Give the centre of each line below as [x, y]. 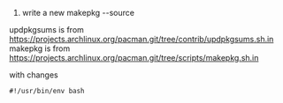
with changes [34, 75]
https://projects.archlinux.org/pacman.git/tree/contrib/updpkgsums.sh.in [141, 39]
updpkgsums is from [46, 29]
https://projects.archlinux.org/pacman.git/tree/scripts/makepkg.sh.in [134, 58]
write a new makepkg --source [78, 13]
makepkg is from [40, 48]
